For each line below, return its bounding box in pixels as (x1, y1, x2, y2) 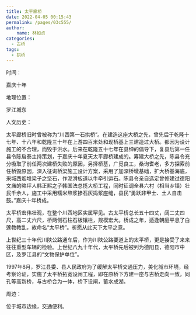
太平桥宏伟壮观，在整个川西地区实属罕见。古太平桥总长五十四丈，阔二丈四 (6, 209, 185, 216)
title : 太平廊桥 (6, 8, 42, 15)
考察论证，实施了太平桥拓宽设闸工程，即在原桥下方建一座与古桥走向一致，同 (6, 270, 190, 278)
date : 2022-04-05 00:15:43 (6, 14, 72, 20)
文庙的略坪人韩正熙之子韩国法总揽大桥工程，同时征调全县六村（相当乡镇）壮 (6, 182, 190, 189)
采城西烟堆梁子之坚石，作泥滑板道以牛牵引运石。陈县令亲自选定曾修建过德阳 (6, 175, 190, 182)
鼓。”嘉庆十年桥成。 (6, 196, 52, 203)
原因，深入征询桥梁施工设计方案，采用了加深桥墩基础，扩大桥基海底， (21, 167, 190, 174)
